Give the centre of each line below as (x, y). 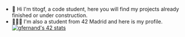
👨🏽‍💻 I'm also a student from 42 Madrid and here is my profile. (87, 21)
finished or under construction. (50, 15)
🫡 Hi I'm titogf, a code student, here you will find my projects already (95, 9)
